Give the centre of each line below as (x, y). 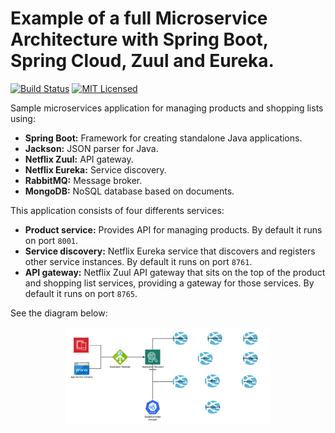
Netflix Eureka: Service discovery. (95, 169)
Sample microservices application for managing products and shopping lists (167, 108)
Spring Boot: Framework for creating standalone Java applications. (163, 138)
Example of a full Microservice (139, 18)
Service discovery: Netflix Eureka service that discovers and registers (170, 251)
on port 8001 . (51, 240)
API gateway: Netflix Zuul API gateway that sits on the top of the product (175, 272)
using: (23, 118)
